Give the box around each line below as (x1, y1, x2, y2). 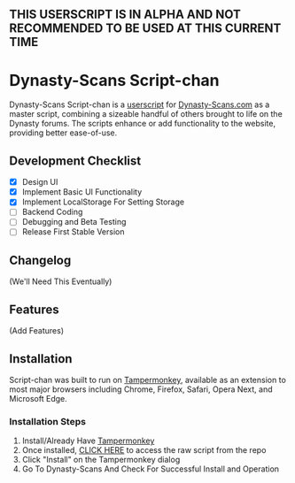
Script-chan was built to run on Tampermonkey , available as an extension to (9, 374, 286, 385)
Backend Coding (21, 207, 83, 218)
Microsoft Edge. (9, 393, 68, 403)
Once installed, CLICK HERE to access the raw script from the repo (21, 445, 267, 456)
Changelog (9, 252, 72, 268)
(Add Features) (9, 326, 65, 336)
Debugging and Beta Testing (21, 217, 127, 227)
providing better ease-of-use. (9, 127, 118, 138)
